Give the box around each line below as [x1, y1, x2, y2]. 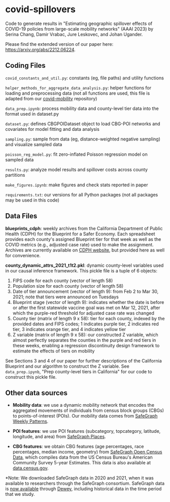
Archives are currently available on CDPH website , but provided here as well [5, 247, 165, 253]
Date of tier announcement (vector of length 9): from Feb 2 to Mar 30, [12, 288, 159, 294]
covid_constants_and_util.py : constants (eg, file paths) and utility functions [5, 75, 164, 81]
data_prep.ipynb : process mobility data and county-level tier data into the [5, 105, 159, 111]
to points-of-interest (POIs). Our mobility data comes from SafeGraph [12, 413, 158, 419]
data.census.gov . [12, 465, 49, 471]
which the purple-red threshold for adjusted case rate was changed [12, 310, 155, 316]
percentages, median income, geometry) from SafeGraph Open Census [12, 449, 162, 455]
